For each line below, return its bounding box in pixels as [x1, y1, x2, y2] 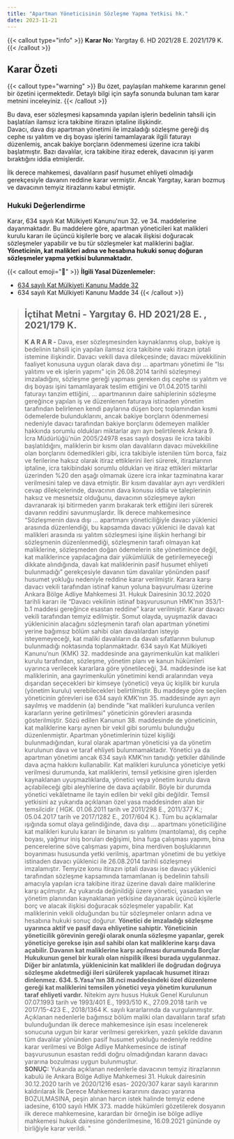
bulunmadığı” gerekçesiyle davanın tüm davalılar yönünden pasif [24, 568, 210, 576]
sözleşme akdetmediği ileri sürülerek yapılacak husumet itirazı [24, 969, 210, 977]
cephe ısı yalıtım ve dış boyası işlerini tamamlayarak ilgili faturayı [7, 133, 192, 141]
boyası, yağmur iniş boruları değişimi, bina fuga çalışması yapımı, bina [24, 835, 225, 844]
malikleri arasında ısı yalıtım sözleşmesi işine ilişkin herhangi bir [24, 531, 207, 539]
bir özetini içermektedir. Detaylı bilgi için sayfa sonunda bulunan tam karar [7, 89, 219, 98]
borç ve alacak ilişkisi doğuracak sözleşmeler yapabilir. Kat [24, 902, 194, 910]
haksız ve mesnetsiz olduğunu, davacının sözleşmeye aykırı [24, 494, 196, 502]
